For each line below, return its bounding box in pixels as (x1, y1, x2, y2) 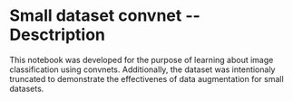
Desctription (9, 24, 106, 45)
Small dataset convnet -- (9, 5, 201, 26)
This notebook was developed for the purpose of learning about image (9, 54, 274, 65)
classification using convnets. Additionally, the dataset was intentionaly (9, 64, 276, 75)
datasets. (9, 83, 44, 94)
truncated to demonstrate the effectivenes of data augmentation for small (9, 73, 284, 84)
